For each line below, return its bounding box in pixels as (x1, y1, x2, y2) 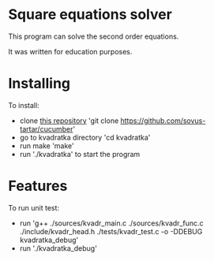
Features (8, 177, 68, 195)
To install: (8, 100, 39, 110)
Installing (8, 75, 71, 92)
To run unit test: (8, 203, 60, 212)
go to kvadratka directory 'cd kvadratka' (19, 132, 151, 142)
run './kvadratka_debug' (19, 243, 97, 253)
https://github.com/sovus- (120, 116, 206, 125)
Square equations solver (8, 6, 172, 24)
